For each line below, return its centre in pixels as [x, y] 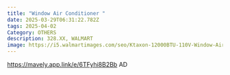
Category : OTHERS [32, 32]
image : [16, 45]
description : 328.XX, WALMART [50, 39]
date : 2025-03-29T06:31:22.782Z [53, 20]
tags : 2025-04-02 [32, 26]
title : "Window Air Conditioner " [56, 13]
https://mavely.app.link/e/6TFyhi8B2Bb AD [67, 64]
